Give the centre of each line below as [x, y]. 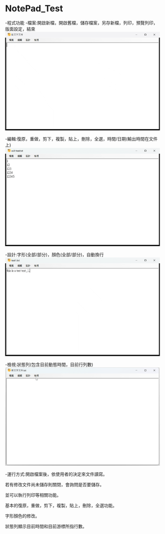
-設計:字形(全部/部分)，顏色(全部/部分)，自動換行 [55, 255]
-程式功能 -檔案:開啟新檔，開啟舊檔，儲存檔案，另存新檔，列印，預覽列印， [82, 23]
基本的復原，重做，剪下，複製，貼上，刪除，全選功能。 [61, 506]
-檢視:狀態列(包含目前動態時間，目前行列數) [49, 365]
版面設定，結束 [20, 29]
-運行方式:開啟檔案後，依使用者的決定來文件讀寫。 [56, 474]
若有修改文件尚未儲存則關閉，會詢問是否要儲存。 [55, 485]
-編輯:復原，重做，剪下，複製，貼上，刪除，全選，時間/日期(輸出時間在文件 [82, 139]
